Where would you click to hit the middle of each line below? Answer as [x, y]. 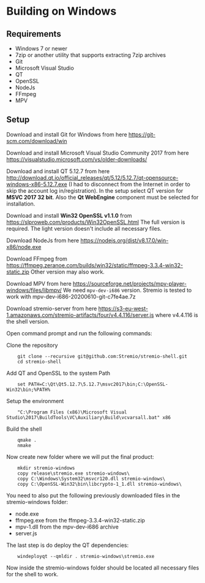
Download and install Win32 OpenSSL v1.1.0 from [69, 215]
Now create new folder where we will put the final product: [80, 456]
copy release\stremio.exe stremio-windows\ [74, 473]
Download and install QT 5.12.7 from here [58, 171]
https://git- [142, 134]
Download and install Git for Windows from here [67, 134]
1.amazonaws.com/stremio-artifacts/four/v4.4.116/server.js [80, 315]
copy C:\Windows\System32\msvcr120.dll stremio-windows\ [91, 478]
